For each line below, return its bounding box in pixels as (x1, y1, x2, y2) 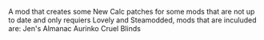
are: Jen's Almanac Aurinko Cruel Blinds (8, 24, 142, 33)
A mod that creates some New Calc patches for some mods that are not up (8, 7, 255, 16)
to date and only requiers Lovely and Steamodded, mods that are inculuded (8, 15, 258, 25)
